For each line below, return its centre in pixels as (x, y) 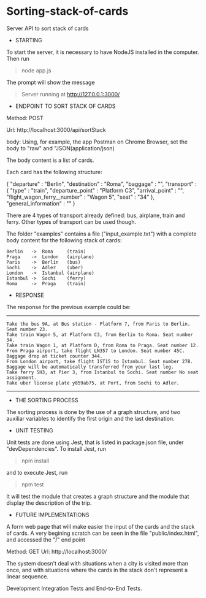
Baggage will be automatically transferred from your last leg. (90, 367)
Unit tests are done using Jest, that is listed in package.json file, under (95, 442)
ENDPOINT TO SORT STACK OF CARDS (65, 106)
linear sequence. (28, 576)
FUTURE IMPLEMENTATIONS (52, 515)
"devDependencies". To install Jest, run (56, 448)
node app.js (36, 70)
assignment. (21, 378)
